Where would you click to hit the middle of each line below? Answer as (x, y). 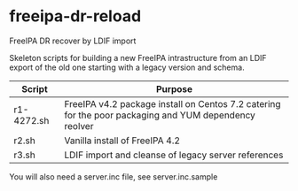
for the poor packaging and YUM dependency (160, 115)
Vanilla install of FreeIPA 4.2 (122, 141)
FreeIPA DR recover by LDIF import (73, 41)
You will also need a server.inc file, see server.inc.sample (114, 176)
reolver (79, 126)
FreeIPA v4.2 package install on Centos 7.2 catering (173, 103)
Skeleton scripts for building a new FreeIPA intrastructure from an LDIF (138, 57)
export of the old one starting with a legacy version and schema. (127, 67)
